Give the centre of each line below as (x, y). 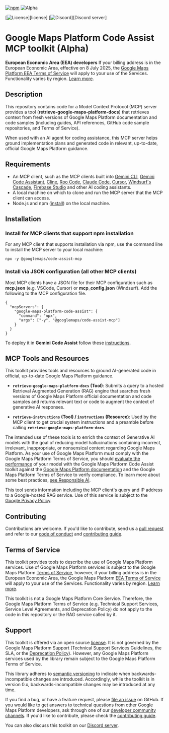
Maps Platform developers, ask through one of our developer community (80, 710)
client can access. (31, 198)
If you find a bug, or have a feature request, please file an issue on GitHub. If (84, 699)
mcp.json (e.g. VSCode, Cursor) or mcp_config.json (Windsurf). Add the (81, 288)
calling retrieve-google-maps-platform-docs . (59, 428)
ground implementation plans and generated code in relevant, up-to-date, (82, 143)
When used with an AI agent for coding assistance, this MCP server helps (81, 138)
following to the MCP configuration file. (46, 293)
